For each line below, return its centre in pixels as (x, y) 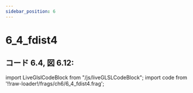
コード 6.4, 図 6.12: (40, 63)
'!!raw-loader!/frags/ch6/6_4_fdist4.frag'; (55, 83)
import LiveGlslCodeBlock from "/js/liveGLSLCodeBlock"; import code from (97, 77)
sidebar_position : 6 (31, 11)
